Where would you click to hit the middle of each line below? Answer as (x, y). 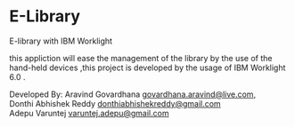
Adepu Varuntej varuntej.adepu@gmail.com (89, 113)
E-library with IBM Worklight (61, 41)
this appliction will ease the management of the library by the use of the (141, 58)
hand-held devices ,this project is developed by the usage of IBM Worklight (147, 67)
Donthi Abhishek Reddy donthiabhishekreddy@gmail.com (115, 103)
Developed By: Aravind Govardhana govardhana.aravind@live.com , (133, 94)
